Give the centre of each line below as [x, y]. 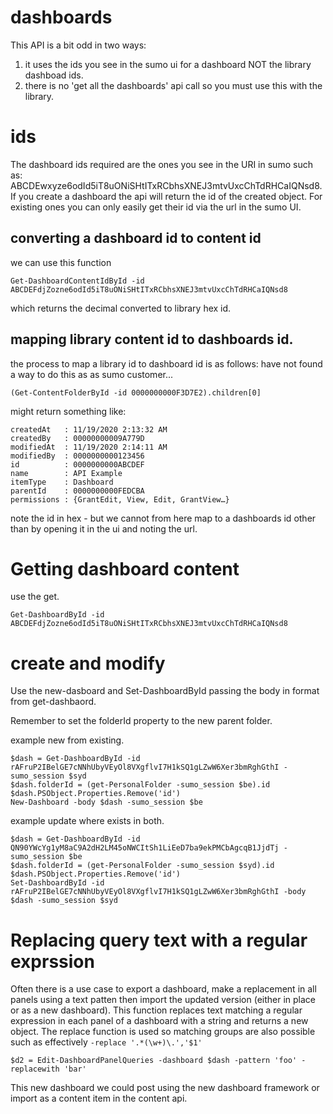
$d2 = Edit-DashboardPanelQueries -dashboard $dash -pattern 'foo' [154, 1061]
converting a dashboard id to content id [136, 238]
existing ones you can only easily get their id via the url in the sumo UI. [156, 207]
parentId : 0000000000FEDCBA [77, 491]
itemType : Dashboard [62, 482]
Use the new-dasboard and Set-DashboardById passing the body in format [165, 691]
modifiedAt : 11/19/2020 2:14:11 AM [89, 447]
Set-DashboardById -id [57, 883]
